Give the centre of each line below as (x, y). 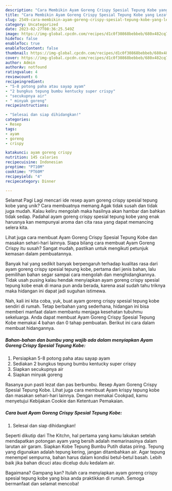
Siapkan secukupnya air (38, 369)
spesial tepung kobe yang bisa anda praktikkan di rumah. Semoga (75, 478)
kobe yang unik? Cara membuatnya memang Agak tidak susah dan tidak (81, 206)
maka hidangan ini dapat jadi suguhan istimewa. (56, 291)
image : (12, 34)
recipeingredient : (25, 82)
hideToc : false (21, 39)
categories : (18, 120)
